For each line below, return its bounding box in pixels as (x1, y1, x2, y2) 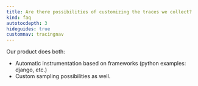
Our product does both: (6, 48, 65, 55)
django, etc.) (15, 66, 48, 73)
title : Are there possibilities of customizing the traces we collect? (6, 8, 192, 15)
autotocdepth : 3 (6, 20, 48, 26)
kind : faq (6, 15, 32, 21)
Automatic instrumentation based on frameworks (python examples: (15, 60, 186, 67)
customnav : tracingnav (6, 31, 64, 38)
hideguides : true (6, 25, 51, 32)
